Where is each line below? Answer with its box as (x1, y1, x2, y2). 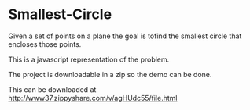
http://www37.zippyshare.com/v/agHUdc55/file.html (8, 93, 178, 102)
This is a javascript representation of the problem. (8, 55, 170, 64)
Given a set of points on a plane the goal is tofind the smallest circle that (8, 31, 242, 41)
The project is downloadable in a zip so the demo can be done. (8, 69, 212, 79)
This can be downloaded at (8, 84, 97, 94)
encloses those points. (8, 39, 82, 48)
